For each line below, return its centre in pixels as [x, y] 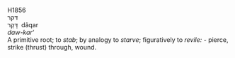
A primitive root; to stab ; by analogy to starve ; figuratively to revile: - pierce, [118, 40]
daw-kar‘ [21, 32]
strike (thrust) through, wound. [52, 47]
